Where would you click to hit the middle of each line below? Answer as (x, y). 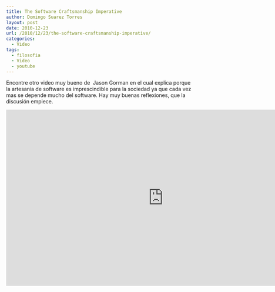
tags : (13, 50)
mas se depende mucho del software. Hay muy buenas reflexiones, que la (96, 95)
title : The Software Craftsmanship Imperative (64, 11)
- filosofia (26, 55)
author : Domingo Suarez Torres (44, 17)
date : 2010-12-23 (27, 28)
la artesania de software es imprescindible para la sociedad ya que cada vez (99, 89)
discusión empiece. (30, 102)
